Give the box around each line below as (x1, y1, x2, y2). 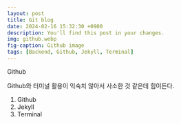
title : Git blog (7, 17, 54, 23)
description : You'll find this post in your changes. (7, 29, 165, 37)
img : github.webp (7, 36, 57, 43)
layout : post (7, 10, 45, 17)
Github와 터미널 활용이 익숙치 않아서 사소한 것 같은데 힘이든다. (7, 81, 175, 90)
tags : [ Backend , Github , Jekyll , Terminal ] (7, 49, 134, 56)
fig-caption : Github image (7, 42, 85, 49)
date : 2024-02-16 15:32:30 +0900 (7, 23, 103, 30)
